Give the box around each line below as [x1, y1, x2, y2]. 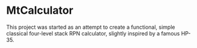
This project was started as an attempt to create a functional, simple [6, 23, 175, 31]
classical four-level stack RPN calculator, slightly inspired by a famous [6, 29, 180, 37]
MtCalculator [6, 4, 73, 17]
